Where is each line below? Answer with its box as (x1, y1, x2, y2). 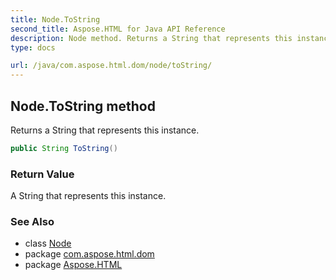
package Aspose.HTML (24, 259, 123, 271)
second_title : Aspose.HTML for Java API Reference (10, 24, 226, 34)
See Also (10, 215, 55, 229)
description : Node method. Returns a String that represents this (10, 33, 293, 43)
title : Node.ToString (10, 14, 101, 25)
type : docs (10, 42, 56, 53)
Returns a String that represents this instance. (10, 124, 200, 136)
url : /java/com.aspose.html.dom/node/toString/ (10, 61, 213, 71)
